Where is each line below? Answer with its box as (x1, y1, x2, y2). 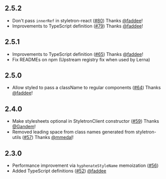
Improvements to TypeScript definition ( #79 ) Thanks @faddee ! (12, 23, 143, 29)
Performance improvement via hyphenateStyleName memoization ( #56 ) (12, 162, 159, 169)
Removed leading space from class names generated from (12, 129, 135, 135)
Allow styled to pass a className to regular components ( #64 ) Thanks (12, 85, 161, 91)
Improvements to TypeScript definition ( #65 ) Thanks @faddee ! (12, 51, 144, 57)
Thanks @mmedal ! (35, 134, 74, 140)
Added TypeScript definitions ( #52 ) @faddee (12, 168, 107, 174)
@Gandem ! (12, 124, 36, 130)
